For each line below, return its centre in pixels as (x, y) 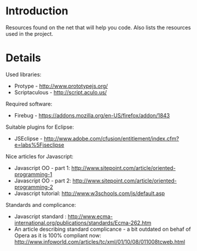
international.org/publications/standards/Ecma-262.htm (83, 222)
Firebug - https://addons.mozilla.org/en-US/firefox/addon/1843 (92, 115)
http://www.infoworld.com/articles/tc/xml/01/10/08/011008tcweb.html (100, 241)
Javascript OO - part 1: (42, 168)
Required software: (29, 104)
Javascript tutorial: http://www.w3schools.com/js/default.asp (90, 193)
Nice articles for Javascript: (40, 156)
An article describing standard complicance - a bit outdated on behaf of (103, 229)
